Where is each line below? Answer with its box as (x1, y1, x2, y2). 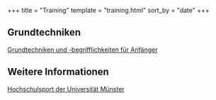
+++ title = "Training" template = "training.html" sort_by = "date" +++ (7, 6, 210, 14)
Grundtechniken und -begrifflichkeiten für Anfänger (7, 45, 158, 54)
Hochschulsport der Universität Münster (7, 84, 125, 93)
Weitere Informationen (7, 66, 110, 78)
